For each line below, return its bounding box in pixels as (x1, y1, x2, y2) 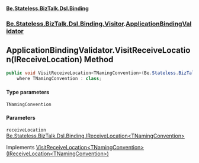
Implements (6, 144, 35, 151)
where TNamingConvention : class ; (17, 76, 102, 82)
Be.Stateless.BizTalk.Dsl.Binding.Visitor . (6, 20, 126, 28)
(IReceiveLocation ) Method (11, 54, 114, 65)
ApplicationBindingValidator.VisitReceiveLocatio (6, 45, 191, 55)
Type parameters (6, 88, 50, 95)
